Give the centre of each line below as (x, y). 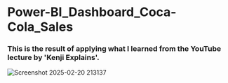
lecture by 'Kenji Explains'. (53, 58)
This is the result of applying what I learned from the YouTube (114, 49)
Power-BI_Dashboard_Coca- (92, 12)
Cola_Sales (40, 27)
